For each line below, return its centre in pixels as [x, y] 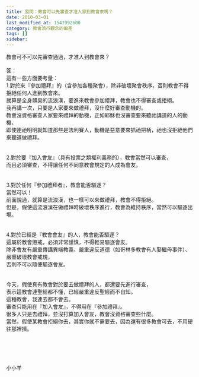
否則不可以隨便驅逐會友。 [37, 264]
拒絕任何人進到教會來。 [35, 93]
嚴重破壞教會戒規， [30, 257]
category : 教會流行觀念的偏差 [39, 28]
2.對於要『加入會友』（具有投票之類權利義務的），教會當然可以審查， [89, 157]
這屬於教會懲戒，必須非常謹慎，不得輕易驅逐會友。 [68, 242]
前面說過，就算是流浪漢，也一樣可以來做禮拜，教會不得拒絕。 [81, 200]
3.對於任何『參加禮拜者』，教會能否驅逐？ [57, 185]
